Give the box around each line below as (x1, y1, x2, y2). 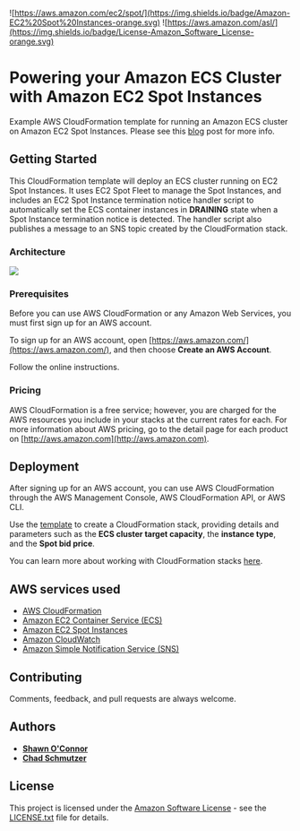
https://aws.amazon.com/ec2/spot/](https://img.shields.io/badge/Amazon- (14, 8, 291, 18)
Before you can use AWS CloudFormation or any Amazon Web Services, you (9, 308, 292, 319)
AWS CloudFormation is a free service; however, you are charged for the (9, 404, 278, 415)
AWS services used (9, 582, 121, 597)
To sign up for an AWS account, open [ (9, 335, 152, 346)
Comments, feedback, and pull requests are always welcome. (9, 694, 237, 705)
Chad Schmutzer (21, 752, 87, 763)
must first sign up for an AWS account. (9, 317, 152, 328)
